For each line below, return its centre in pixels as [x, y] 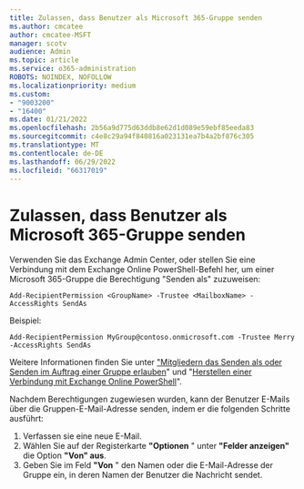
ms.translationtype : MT [55, 145]
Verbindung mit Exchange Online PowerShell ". [96, 382]
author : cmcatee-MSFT [51, 35]
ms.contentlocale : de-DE [56, 153]
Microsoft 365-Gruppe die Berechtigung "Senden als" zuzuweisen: [135, 280]
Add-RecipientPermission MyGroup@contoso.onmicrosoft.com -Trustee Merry [152, 338]
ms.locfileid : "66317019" [58, 170]
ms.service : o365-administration [73, 69]
